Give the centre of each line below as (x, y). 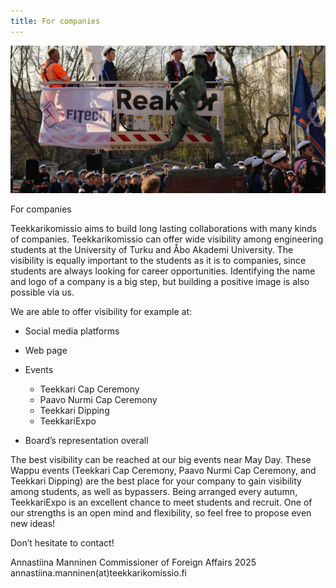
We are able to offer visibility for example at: (101, 311)
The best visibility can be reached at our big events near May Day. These (161, 459)
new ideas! (33, 523)
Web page (46, 350)
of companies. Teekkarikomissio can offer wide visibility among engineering (167, 239)
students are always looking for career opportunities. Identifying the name (163, 271)
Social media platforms (72, 331)
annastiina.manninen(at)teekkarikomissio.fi (98, 572)
